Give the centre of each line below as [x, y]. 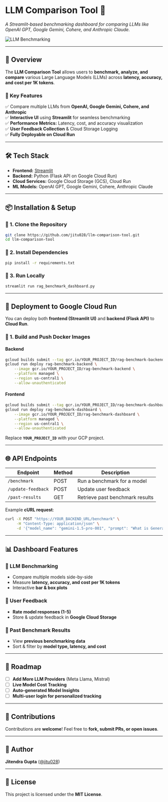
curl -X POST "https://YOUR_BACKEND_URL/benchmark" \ [62, 519]
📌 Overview [23, 60]
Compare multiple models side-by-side [53, 577]
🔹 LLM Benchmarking [32, 566]
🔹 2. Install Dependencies [37, 252]
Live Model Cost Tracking [39, 684]
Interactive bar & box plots [40, 588]
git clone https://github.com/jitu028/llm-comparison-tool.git [72, 235]
